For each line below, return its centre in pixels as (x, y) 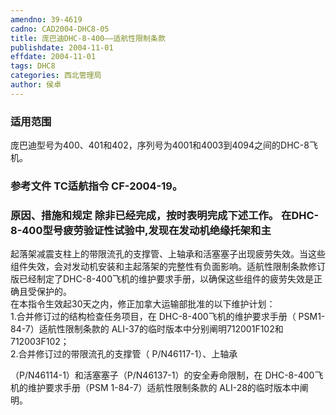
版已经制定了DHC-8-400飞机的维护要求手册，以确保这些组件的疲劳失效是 (162, 279)
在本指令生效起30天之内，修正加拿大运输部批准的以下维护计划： (143, 304)
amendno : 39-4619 (46, 19)
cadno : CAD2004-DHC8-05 (60, 29)
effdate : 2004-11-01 (53, 57)
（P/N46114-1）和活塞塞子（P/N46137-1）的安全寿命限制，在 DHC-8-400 (162, 375)
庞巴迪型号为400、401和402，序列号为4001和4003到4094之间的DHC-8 (160, 145)
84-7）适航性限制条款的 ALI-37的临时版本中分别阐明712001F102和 (147, 329)
